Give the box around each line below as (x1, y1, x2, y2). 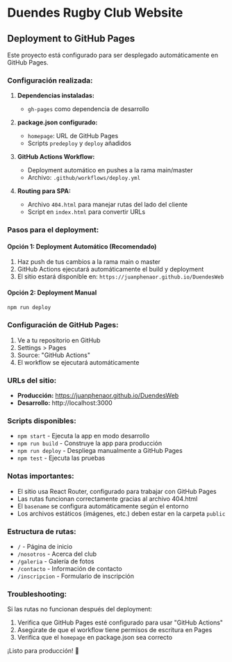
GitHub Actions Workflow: (17, 153, 95, 161)
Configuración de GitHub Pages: (7, 320, 119, 330)
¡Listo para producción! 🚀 (7, 647, 80, 655)
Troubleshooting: (7, 589, 67, 599)
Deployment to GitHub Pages (7, 33, 135, 44)
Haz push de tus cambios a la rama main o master (17, 258, 161, 266)
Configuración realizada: (7, 75, 93, 85)
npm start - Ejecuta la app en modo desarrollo (17, 432, 150, 440)
